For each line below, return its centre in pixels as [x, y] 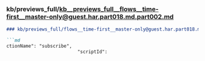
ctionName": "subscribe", [39, 46]
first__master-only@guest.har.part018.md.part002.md [90, 16]
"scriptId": [92, 52]
